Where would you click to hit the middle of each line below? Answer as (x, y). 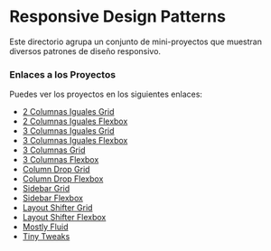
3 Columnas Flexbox (61, 160)
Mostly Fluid (45, 227)
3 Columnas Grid (54, 150)
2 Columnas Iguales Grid (68, 112)
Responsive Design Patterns (117, 17)
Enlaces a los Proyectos (62, 74)
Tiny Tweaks (46, 237)
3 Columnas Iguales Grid (68, 131)
